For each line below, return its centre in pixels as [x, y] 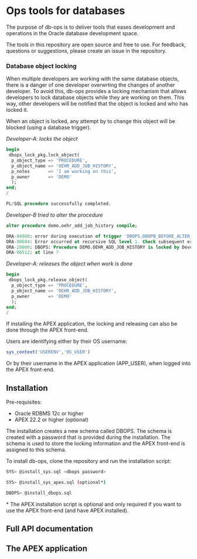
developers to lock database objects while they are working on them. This [95, 97]
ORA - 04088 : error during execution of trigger [64, 236]
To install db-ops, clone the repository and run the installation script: [89, 461]
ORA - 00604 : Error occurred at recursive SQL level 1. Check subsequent [95, 241]
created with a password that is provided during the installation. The [89, 437]
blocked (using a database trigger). [49, 128]
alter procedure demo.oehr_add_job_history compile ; [72, 226]
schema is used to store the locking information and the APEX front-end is [96, 444]
